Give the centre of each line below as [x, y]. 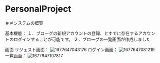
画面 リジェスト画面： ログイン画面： [62, 49]
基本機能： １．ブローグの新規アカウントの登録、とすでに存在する [72, 33]
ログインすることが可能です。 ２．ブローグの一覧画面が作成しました [82, 39]
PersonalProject [38, 9]
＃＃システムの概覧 [24, 23]
